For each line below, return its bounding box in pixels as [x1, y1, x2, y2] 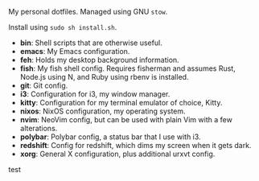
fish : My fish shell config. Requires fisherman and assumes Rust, [19, 64, 236, 73]
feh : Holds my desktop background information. [19, 56, 179, 64]
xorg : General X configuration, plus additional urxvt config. [19, 149, 216, 158]
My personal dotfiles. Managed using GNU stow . [8, 7, 168, 16]
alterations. [19, 124, 58, 133]
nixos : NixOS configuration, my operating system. [19, 106, 187, 116]
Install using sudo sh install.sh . [8, 23, 117, 31]
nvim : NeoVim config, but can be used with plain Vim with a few [19, 115, 233, 124]
